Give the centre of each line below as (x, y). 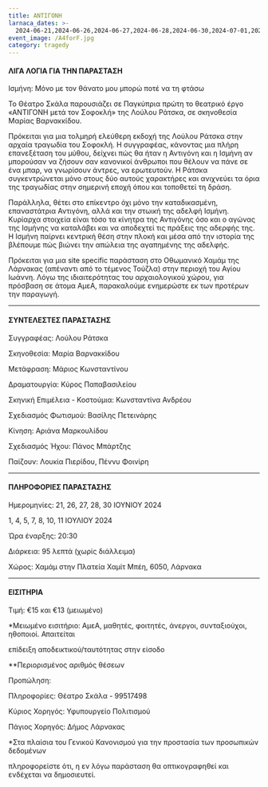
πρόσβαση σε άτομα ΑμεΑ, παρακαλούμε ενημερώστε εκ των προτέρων (129, 286)
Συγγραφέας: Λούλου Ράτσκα (58, 338)
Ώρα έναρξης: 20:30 (43, 536)
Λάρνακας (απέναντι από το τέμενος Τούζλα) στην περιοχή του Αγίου (124, 269)
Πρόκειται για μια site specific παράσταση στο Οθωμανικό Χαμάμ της (124, 261)
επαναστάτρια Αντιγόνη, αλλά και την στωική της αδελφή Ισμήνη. (119, 211)
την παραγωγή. (34, 294)
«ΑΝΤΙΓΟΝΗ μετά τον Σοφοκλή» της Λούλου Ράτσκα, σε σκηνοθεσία (123, 112)
